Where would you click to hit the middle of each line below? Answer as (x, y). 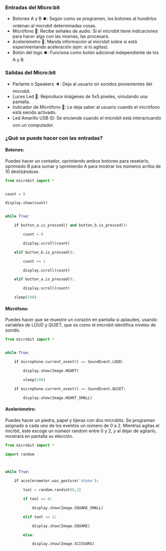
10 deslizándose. (22, 172)
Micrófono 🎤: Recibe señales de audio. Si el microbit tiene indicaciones (85, 31)
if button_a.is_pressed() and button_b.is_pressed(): (71, 225)
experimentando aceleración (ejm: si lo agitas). (60, 47)
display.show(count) (27, 203)
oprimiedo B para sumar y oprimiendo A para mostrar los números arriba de (83, 166)
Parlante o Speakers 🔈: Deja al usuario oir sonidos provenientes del (82, 84)
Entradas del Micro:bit (33, 7)
